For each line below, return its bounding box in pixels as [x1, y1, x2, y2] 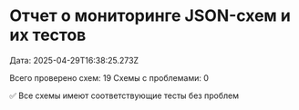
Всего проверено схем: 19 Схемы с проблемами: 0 [9, 72, 210, 83]
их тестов [9, 25, 87, 45]
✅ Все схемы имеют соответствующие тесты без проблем [9, 90, 240, 101]
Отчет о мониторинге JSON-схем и [9, 5, 292, 26]
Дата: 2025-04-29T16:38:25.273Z [9, 55, 139, 65]
